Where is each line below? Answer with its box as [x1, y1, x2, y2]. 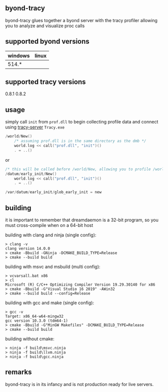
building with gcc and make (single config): [5, 300, 94, 306]
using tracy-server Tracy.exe [5, 124, 65, 130]
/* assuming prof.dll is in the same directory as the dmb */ [14, 139, 146, 144]
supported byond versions [5, 37, 90, 46]
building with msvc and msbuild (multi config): [5, 264, 100, 270]
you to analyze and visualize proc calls [5, 23, 85, 29]
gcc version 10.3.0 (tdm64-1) [5, 318, 68, 323]
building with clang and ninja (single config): [5, 232, 96, 238]
